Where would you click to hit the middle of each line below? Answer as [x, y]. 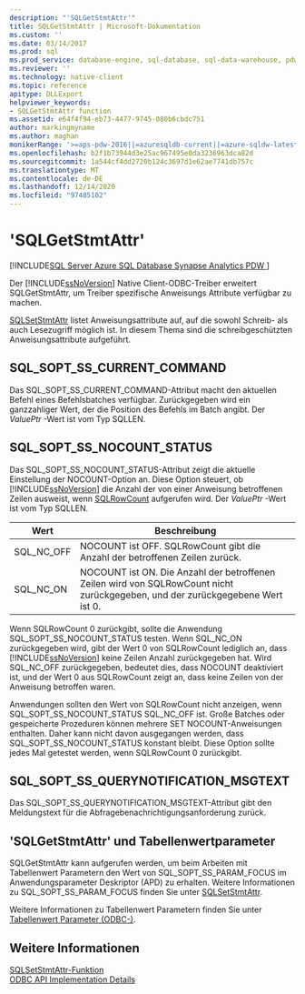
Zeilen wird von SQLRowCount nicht [157, 583]
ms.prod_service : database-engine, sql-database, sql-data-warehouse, [146, 60]
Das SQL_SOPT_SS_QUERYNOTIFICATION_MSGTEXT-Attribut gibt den [141, 803]
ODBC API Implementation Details [73, 979]
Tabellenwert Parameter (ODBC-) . [73, 919]
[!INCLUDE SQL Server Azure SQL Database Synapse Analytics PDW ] [140, 266]
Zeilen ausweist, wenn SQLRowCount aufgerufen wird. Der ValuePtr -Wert [148, 498]
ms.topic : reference [49, 85]
